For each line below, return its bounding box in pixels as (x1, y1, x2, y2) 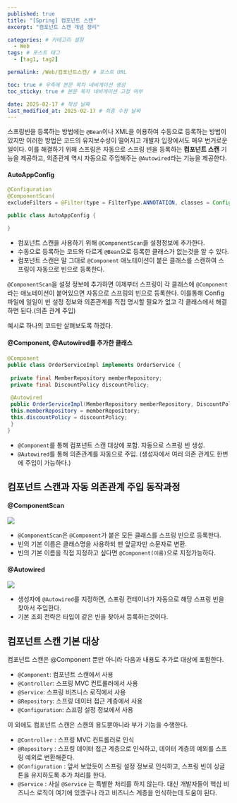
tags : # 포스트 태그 (7, 49, 61, 56)
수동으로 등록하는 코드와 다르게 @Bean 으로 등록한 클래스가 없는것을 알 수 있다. (17, 247, 229, 255)
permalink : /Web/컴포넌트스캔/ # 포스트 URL (7, 68, 127, 76)
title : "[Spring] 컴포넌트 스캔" (7, 17, 97, 24)
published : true (7, 10, 55, 18)
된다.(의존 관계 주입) (20, 306, 76, 315)
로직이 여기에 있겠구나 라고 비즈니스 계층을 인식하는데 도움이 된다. (36, 788, 217, 797)
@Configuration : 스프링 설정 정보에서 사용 (17, 706, 134, 714)
